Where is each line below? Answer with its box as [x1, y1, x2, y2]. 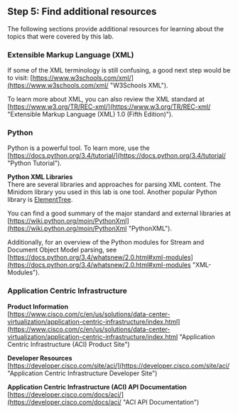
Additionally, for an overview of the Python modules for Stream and [7, 238, 205, 247]
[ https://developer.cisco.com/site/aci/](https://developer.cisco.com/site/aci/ [7, 361, 229, 370]
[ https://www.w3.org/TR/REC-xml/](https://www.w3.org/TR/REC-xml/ [7, 102, 211, 111]
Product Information [7, 302, 69, 311]
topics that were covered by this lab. [7, 32, 114, 41]
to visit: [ [7, 74, 33, 82]
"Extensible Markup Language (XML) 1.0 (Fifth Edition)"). [7, 110, 173, 119]
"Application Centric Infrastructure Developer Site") [7, 369, 158, 377]
